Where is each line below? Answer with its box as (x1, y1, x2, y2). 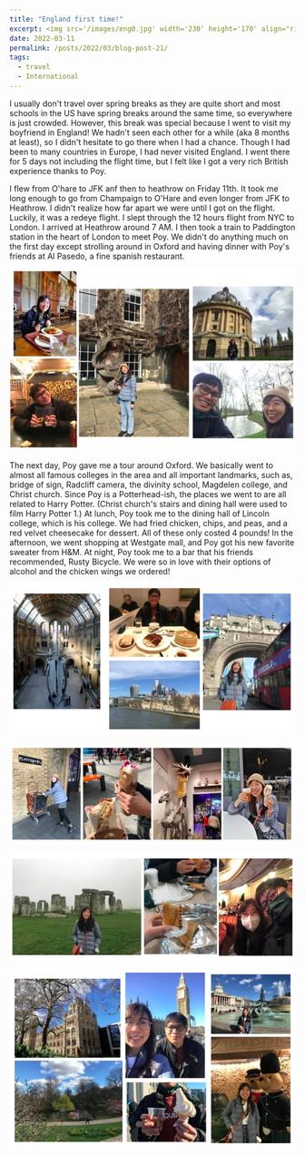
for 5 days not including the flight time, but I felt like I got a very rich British (9, 155, 289, 167)
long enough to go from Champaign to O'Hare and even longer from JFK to (9, 192, 290, 203)
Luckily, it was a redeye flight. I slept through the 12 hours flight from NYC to (9, 211, 295, 222)
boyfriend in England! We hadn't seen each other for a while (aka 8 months (9, 127, 290, 138)
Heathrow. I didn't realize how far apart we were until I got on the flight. (9, 202, 275, 213)
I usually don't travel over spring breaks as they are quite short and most (9, 98, 280, 109)
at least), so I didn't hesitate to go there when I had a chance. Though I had (9, 136, 290, 147)
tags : (9, 53, 30, 63)
